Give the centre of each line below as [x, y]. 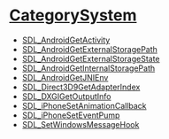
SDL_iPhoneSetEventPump [71, 115]
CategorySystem [73, 15]
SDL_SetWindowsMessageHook [81, 124]
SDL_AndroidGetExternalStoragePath [89, 49]
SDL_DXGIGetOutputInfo [66, 96]
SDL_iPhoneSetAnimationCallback [84, 105]
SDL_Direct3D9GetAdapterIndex [81, 87]
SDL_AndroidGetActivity [66, 40]
